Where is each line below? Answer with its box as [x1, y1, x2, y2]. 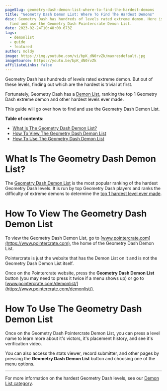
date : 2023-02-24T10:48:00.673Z [5, 26, 72, 31]
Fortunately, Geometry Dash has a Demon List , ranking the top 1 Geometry [5, 91, 158, 97]
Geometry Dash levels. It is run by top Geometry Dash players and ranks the [5, 186, 161, 192]
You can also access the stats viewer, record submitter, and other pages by [5, 350, 160, 356]
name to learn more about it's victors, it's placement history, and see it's [5, 335, 153, 341]
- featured [9, 44, 32, 49]
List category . [5, 380, 33, 386]
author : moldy [5, 49, 35, 54]
